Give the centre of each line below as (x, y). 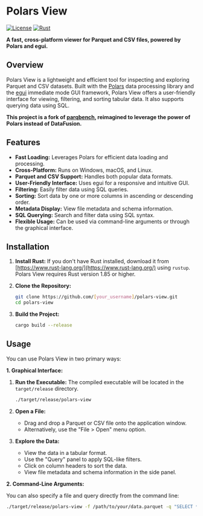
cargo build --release (43, 325)
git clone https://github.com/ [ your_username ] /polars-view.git (96, 297)
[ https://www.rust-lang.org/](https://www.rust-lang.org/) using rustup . (102, 268)
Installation (28, 247)
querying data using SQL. (38, 105)
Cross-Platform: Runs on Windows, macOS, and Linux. (84, 170)
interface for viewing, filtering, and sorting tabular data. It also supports (95, 99)
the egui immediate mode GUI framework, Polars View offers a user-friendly (101, 93)
